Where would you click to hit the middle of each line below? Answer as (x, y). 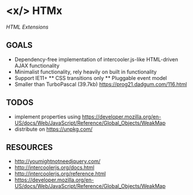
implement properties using (48, 116)
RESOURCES (29, 147)
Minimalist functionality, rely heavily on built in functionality (85, 72)
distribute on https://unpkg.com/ (53, 129)
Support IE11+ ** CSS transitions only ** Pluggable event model (91, 78)
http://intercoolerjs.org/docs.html (54, 168)
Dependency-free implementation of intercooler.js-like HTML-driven (96, 59)
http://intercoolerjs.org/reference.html (60, 174)
